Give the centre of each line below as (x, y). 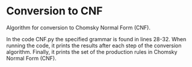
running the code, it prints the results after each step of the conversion (94, 45)
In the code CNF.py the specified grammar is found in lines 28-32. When (96, 39)
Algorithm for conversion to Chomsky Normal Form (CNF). (78, 28)
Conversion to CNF (54, 11)
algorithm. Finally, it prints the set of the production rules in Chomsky (92, 51)
